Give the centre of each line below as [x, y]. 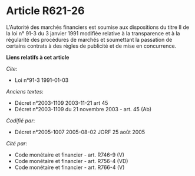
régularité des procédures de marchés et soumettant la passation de [89, 39]
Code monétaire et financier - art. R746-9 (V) [70, 155]
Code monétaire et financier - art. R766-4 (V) [70, 167]
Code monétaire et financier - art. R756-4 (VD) [71, 161]
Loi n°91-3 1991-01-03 [42, 80]
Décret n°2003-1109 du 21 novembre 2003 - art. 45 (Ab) [83, 109]
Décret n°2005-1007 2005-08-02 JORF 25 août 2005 [80, 132]
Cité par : [17, 143]
